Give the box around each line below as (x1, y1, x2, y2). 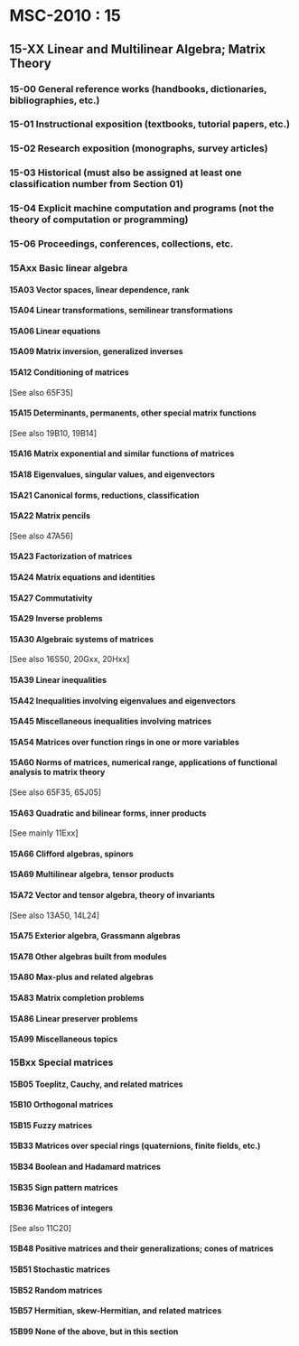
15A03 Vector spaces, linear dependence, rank (9, 284, 190, 294)
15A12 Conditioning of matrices (9, 367, 129, 378)
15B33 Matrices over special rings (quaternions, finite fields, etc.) (9, 1140, 261, 1152)
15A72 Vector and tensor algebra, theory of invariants (9, 889, 215, 900)
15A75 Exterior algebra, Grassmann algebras (9, 930, 181, 941)
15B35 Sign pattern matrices (9, 1182, 119, 1192)
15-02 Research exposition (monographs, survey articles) (9, 142, 268, 154)
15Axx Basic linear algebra (9, 262, 128, 275)
